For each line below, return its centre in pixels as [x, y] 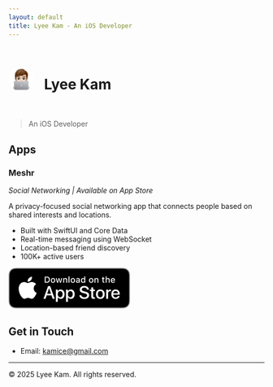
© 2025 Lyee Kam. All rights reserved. [72, 374]
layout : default [36, 17]
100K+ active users [52, 257]
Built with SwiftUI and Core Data [74, 231]
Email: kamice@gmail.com [64, 350]
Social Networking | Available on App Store [81, 190]
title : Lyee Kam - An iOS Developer [70, 26]
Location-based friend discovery [75, 248]
